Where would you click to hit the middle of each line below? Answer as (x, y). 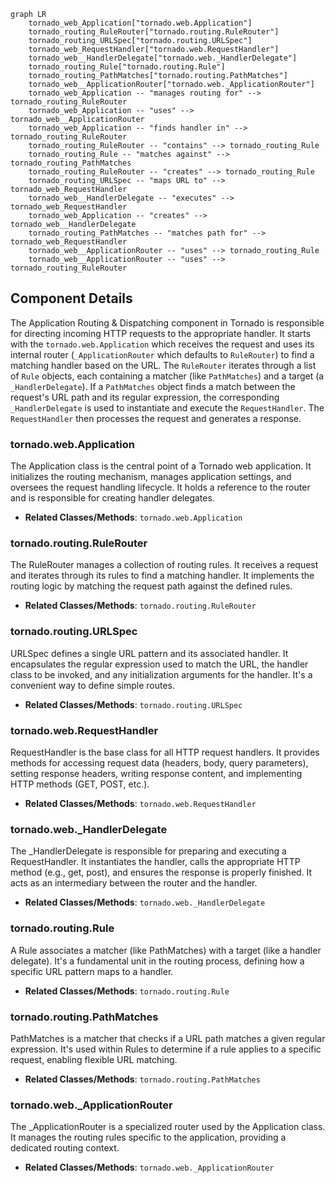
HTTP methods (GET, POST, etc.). (80, 784)
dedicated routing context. (65, 1148)
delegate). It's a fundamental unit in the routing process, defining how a (157, 961)
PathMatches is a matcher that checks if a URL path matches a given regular (168, 1038)
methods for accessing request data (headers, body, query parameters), (159, 763)
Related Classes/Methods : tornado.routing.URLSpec (133, 704)
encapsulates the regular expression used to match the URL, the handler (159, 664)
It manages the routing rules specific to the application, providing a (148, 1137)
